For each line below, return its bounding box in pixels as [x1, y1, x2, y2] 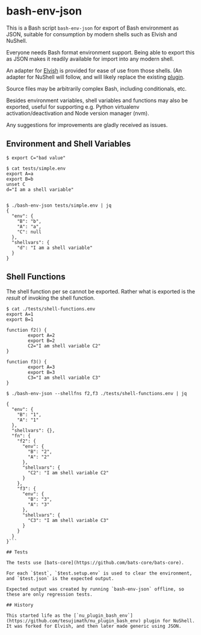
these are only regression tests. [6, 591, 93, 598]
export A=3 [28, 364, 55, 370]
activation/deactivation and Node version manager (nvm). [6, 109, 149, 117]
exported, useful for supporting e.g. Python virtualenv [6, 103, 140, 110]
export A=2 [28, 332, 55, 338]
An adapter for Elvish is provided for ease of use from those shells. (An [6, 66, 182, 74]
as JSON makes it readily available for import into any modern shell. [6, 55, 175, 62]
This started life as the [6, 612, 71, 619]
